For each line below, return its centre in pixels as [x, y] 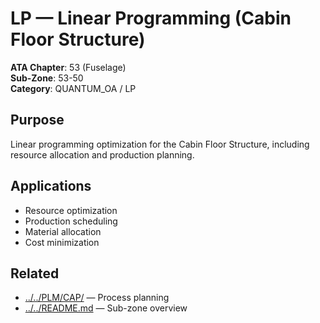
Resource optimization [71, 210]
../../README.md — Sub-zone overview [106, 308]
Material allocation [63, 231]
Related [35, 273]
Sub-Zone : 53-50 [47, 78]
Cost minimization [62, 242]
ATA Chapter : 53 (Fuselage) [68, 67]
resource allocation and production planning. [102, 154]
